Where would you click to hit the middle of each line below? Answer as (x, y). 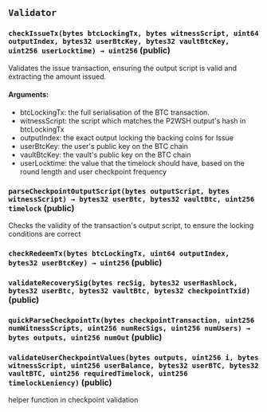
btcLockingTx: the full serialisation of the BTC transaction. (114, 112)
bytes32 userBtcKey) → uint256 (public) (85, 263)
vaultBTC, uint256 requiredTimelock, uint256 (98, 373)
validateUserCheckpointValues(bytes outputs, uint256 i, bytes (133, 357)
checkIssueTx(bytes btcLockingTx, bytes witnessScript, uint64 (133, 33)
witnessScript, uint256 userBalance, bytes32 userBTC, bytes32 (133, 365)
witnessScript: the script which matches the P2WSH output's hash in (133, 120)
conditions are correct (45, 234)
